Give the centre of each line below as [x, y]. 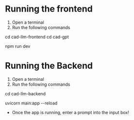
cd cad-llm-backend [25, 93]
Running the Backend [49, 66]
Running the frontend [49, 9]
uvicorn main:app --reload [31, 103]
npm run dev [18, 46]
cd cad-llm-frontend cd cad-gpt [37, 37]
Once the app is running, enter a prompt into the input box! [70, 112]
